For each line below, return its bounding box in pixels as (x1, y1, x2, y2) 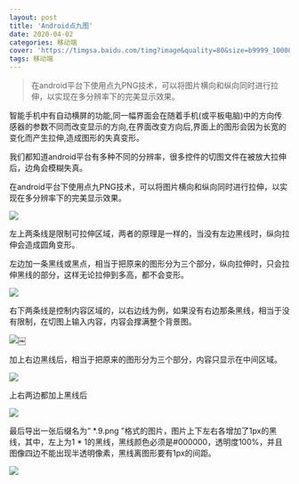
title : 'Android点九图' (9, 21, 93, 30)
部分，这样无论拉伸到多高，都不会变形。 (39, 269, 189, 280)
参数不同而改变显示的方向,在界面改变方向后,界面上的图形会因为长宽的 (32, 121, 287, 132)
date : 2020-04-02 (9, 29, 74, 38)
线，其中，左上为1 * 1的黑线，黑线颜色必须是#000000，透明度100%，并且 (9, 437, 283, 447)
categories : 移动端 (9, 37, 77, 47)
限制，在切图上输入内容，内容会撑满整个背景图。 (16, 316, 197, 326)
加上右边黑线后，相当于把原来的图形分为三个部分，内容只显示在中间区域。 (9, 354, 282, 365)
